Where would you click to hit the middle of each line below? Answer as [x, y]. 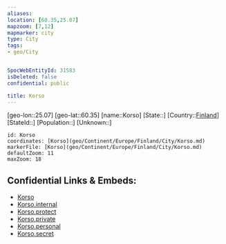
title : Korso [26, 96]
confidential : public [38, 83]
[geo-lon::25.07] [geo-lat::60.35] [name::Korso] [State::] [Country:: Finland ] [113, 115]
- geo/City [23, 52]
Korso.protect [37, 212]
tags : [15, 45]
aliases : [20, 13]
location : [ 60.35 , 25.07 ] [43, 20]
